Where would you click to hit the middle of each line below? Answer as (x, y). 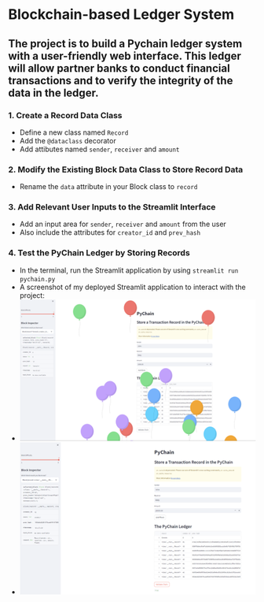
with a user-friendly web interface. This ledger (125, 56)
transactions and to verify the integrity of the (121, 80)
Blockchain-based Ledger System (121, 15)
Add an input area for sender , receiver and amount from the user (123, 224)
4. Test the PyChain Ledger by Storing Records (99, 253)
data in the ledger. (53, 93)
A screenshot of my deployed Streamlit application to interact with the (132, 287)
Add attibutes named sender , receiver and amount (99, 149)
